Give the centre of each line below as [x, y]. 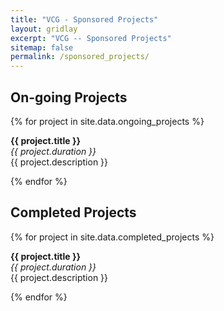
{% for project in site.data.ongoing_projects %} [107, 121]
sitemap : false [42, 47]
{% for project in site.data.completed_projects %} [112, 237]
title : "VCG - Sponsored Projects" [84, 19]
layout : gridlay [44, 29]
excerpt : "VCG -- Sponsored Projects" [91, 38]
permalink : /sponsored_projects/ [80, 57]
